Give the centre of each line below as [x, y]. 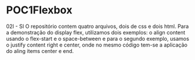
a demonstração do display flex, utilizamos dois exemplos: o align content [96, 32]
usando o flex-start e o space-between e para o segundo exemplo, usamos [98, 38]
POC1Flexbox [39, 10]
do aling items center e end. [40, 51]
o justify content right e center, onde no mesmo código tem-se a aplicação [97, 45]
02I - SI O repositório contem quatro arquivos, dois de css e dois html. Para [97, 26]
